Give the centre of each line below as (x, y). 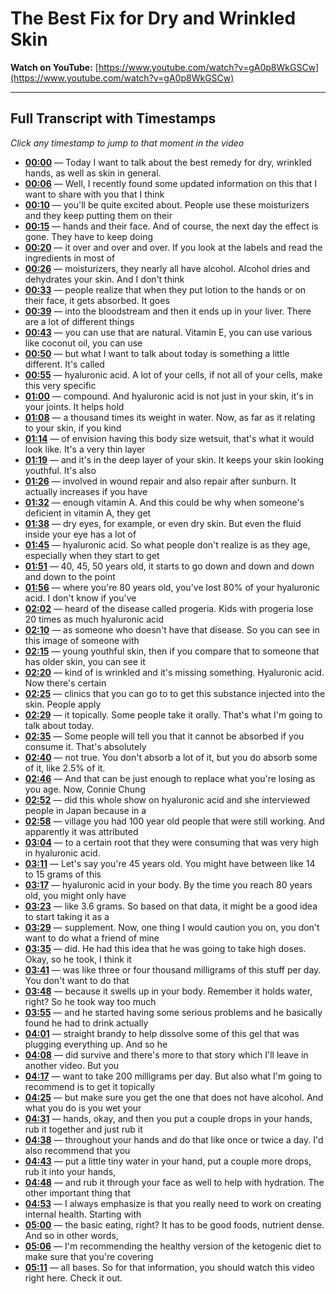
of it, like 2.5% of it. (65, 768)
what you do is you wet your (83, 1108)
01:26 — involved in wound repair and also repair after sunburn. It (160, 481)
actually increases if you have (86, 491)
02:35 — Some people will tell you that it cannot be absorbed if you (164, 736)
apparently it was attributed (81, 831)
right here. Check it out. (73, 1278)
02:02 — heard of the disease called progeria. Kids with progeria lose (169, 608)
